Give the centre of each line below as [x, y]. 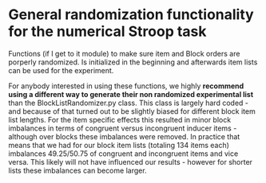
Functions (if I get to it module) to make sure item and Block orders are [124, 53]
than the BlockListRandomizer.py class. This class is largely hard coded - [129, 103]
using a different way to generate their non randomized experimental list [131, 94]
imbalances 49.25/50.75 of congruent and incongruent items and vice [123, 154]
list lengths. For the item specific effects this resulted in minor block [120, 119]
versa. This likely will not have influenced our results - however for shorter [131, 162]
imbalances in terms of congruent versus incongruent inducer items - [123, 128]
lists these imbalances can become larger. [77, 170]
